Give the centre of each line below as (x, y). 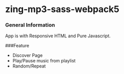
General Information (30, 25)
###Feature (17, 46)
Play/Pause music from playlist (44, 61)
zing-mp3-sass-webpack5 (62, 9)
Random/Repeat (29, 66)
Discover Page (27, 55)
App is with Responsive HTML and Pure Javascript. (58, 36)
